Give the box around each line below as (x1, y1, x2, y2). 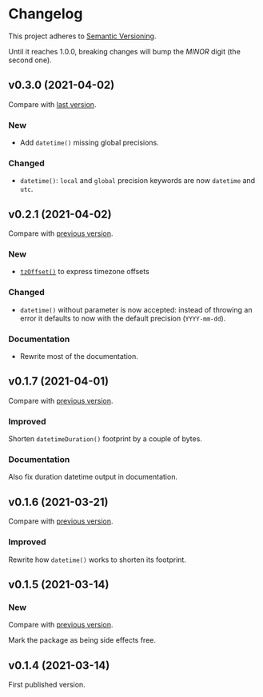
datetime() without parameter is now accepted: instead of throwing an (19, 305, 253, 314)
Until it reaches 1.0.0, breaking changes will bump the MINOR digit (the (8, 46, 241, 56)
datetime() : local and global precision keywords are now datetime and (19, 176, 256, 185)
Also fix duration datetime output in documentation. (8, 472, 178, 482)
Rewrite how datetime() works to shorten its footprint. (8, 555, 186, 564)
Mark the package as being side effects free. (8, 635, 157, 645)
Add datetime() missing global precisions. (19, 137, 159, 148)
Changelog (8, 5, 83, 23)
